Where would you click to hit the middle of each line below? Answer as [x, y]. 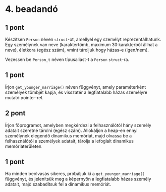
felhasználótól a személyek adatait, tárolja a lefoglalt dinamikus [69, 141]
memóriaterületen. [24, 146]
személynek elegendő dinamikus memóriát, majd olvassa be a [69, 135]
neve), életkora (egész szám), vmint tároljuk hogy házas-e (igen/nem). [77, 50]
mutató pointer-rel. [24, 97]
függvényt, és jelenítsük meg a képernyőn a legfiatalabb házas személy [78, 179]
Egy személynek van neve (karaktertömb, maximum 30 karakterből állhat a [81, 45]
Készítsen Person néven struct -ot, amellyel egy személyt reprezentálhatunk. [83, 39]
